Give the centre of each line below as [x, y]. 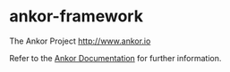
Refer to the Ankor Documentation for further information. [115, 58]
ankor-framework [76, 16]
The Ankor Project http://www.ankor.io [80, 41]
